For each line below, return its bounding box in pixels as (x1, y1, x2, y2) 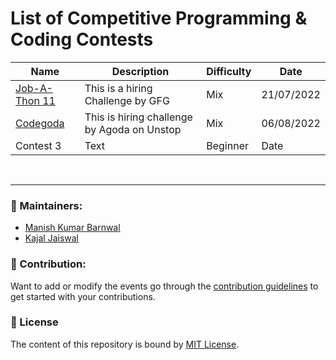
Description (111, 64, 170, 78)
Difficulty (206, 64, 252, 78)
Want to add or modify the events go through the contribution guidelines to (10, 280, 319, 292)
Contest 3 (15, 138, 62, 152)
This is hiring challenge (84, 110, 193, 124)
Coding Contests (10, 28, 154, 51)
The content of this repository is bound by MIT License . (10, 338, 240, 350)
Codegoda (15, 116, 65, 130)
